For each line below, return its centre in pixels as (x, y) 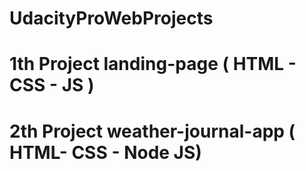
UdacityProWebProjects (111, 18)
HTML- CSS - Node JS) (105, 152)
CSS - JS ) (52, 85)
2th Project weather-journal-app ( (152, 131)
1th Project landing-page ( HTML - (153, 64)
